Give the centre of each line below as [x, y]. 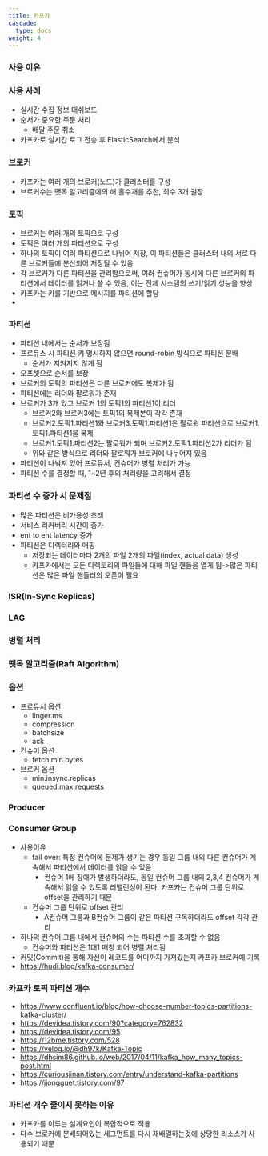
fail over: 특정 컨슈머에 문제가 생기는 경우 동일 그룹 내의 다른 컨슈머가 [140, 857]
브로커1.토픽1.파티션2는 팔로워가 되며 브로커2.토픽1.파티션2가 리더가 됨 [142, 443]
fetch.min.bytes [58, 759]
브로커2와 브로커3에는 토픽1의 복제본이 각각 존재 [107, 414]
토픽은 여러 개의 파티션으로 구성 [69, 243]
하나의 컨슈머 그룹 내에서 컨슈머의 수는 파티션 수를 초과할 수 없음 [120, 937]
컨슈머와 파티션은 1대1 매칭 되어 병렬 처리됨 [99, 947]
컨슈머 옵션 [37, 750]
